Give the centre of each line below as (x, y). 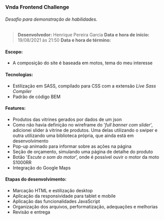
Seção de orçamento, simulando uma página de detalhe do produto (83, 151)
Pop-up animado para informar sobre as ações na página (72, 146)
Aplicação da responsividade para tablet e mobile (64, 196)
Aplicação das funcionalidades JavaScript (56, 201)
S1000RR (22, 162)
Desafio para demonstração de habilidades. (51, 19)
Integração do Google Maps (42, 167)
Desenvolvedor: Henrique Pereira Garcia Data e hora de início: (84, 35)
